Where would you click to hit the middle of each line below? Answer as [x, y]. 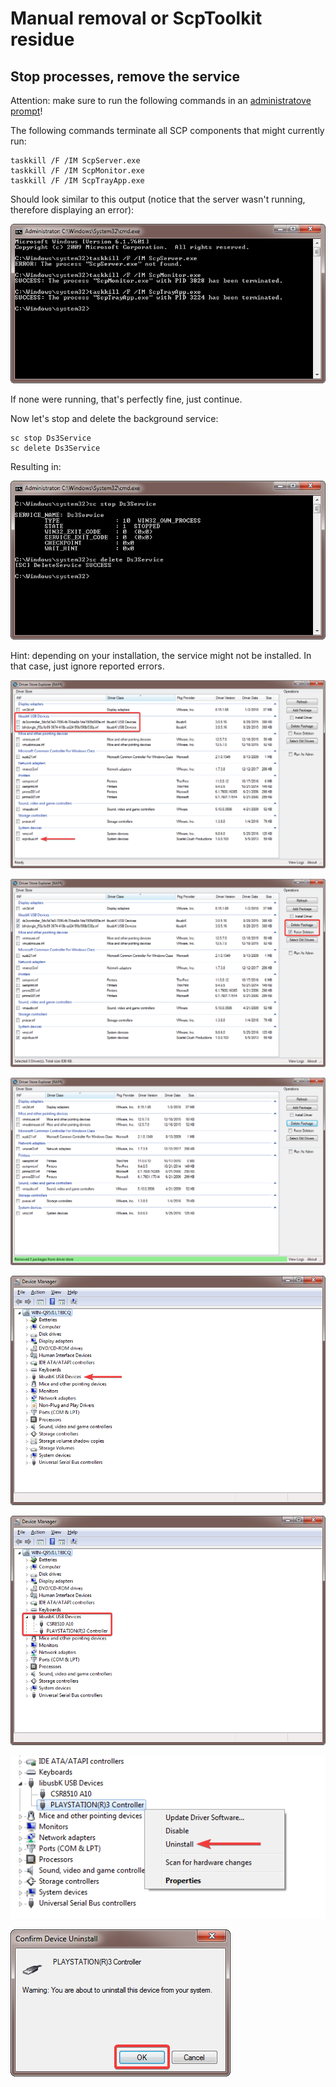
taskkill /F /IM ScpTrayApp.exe [77, 181]
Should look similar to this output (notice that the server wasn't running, [158, 199]
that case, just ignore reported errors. [87, 666]
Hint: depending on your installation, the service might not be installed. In [161, 656]
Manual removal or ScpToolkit [136, 18]
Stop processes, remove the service [125, 76]
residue [42, 39]
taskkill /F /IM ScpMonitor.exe [77, 171]
